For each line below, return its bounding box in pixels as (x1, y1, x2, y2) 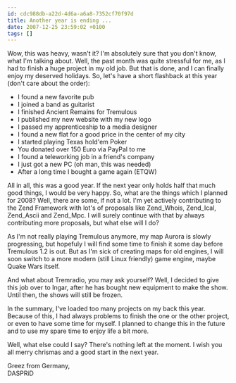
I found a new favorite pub (17, 93, 94, 101)
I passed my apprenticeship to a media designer (17, 123, 158, 131)
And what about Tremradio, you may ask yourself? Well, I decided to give (7, 276, 220, 284)
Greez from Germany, (7, 362, 70, 370)
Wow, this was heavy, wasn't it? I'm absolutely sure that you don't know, (7, 49, 217, 58)
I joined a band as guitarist (17, 100, 95, 109)
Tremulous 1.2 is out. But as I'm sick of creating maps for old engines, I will (7, 247, 224, 256)
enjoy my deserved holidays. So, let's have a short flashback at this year (7, 72, 218, 80)
